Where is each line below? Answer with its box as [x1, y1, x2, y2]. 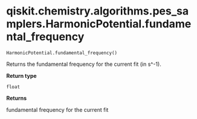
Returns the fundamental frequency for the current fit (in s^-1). [6, 60, 161, 68]
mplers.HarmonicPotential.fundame [6, 17, 192, 31]
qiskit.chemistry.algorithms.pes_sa [6, 4, 189, 18]
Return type [6, 72, 37, 79]
